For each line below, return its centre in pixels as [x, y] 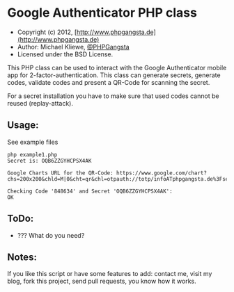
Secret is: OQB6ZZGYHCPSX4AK [49, 161]
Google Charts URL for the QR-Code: [60, 173]
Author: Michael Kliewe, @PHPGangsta [73, 47]
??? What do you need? [51, 235]
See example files [33, 142]
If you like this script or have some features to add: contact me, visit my [110, 274]
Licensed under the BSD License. [65, 54]
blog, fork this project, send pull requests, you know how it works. [102, 281]
